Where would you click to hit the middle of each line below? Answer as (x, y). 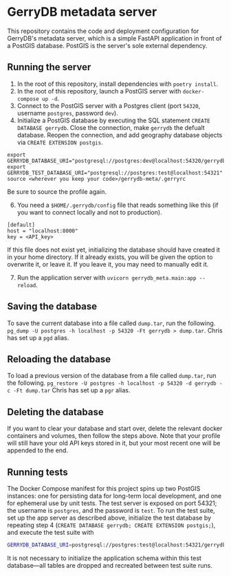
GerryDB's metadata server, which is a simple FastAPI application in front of (114, 38)
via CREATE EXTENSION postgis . (60, 142)
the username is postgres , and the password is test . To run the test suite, (111, 510)
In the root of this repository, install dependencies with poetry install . (118, 84)
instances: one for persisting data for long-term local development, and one (114, 496)
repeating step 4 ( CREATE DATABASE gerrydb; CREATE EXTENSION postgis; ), (111, 525)
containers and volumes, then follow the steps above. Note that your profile (114, 436)
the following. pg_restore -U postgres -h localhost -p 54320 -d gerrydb (112, 383)
